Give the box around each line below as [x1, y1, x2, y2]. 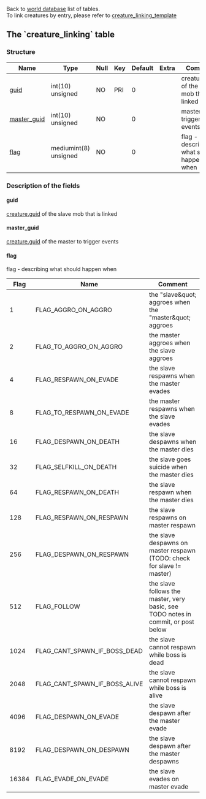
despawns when [149, 438, 197, 446]
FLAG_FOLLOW [35, 602, 80, 611]
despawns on [149, 539, 188, 548]
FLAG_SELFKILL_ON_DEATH [35, 463, 117, 472]
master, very [149, 595, 186, 603]
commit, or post [149, 617, 194, 626]
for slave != [149, 562, 182, 570]
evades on [149, 775, 180, 784]
